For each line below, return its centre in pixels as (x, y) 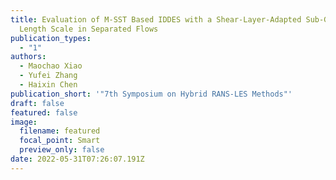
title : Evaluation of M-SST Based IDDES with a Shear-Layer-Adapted (156, 19)
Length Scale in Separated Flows (89, 29)
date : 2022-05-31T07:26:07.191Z (77, 159)
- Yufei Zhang (48, 76)
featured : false (44, 112)
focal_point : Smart (60, 141)
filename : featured (60, 131)
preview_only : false (62, 150)
